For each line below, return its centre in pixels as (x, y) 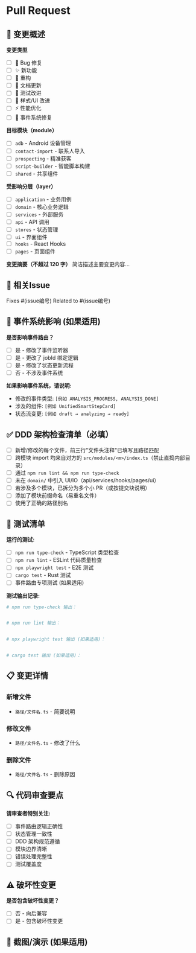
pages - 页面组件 (35, 252)
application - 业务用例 (43, 199)
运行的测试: (21, 540)
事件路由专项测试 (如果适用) (49, 582)
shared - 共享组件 (36, 173)
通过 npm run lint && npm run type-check (67, 473)
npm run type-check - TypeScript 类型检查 (67, 552)
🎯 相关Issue (28, 285)
